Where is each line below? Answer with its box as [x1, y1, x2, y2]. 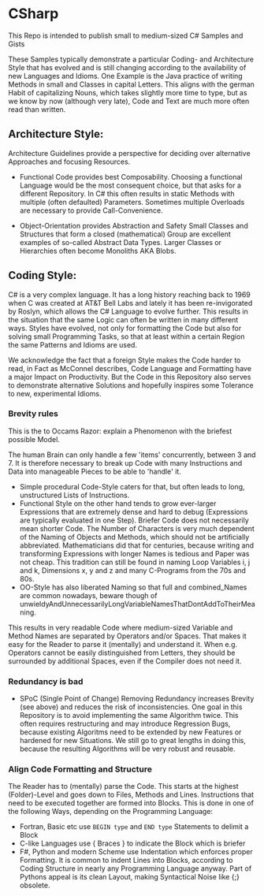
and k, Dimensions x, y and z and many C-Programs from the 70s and [19, 565, 247, 575]
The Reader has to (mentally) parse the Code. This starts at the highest [8, 782, 239, 791]
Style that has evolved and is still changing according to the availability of [8, 62, 247, 72]
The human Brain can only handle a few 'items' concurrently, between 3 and [8, 450, 256, 459]
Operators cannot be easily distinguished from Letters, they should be [8, 648, 236, 657]
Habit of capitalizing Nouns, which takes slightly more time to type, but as [8, 87, 247, 97]
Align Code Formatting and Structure [8, 764, 152, 775]
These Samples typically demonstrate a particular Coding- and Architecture [8, 54, 255, 64]
